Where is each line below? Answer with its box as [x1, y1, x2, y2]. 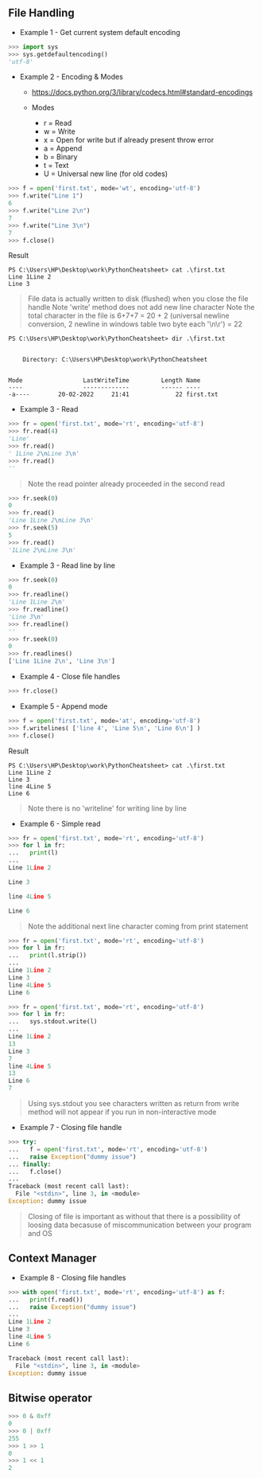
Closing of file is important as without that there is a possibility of [27, 1211, 241, 1221]
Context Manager [8, 1252, 97, 1265]
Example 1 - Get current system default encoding [19, 27, 180, 37]
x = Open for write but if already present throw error [43, 135, 215, 145]
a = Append [43, 143, 83, 154]
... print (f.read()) [8, 1296, 83, 1304]
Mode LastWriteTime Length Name [8, 377, 201, 385]
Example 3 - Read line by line [19, 561, 115, 570]
